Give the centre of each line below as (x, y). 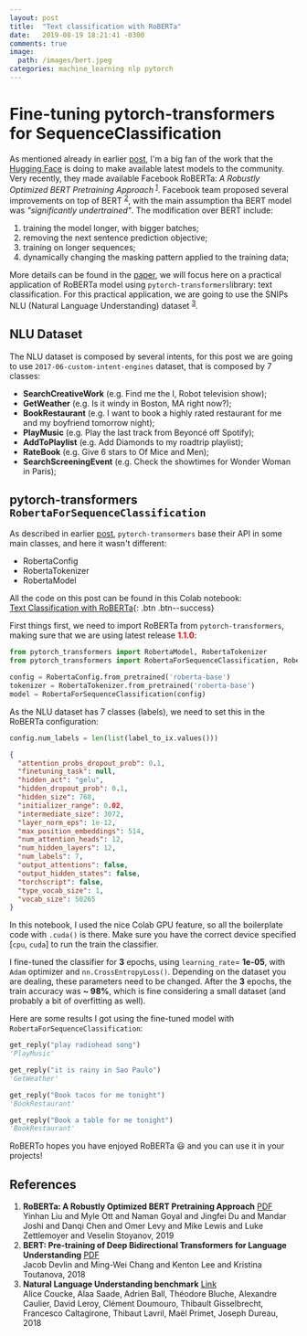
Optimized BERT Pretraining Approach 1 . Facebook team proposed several (149, 188)
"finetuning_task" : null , (67, 772)
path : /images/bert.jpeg (65, 60)
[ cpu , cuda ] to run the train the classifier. (84, 944)
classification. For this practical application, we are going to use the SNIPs (149, 294)
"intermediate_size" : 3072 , (71, 814)
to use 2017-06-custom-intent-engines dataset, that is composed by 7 (141, 366)
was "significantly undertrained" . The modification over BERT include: (142, 210)
